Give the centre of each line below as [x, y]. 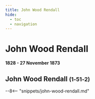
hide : [11, 15]
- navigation [23, 24]
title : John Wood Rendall [32, 10]
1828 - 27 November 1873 [33, 63]
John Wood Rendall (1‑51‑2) [47, 79]
